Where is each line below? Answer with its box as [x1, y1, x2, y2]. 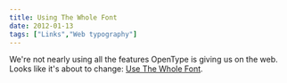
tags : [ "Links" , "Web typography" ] [9, 29, 138, 38]
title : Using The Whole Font [9, 12, 118, 22]
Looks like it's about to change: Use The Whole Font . [9, 63, 203, 74]
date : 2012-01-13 [9, 21, 74, 30]
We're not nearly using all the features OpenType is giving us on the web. [9, 54, 278, 65]
